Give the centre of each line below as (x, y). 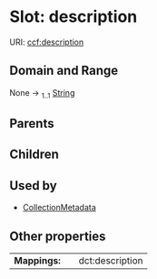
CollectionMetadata (59, 208)
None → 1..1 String (42, 93)
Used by (33, 186)
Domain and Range (64, 71)
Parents (32, 124)
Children (34, 155)
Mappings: (38, 260)
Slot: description (74, 17)
